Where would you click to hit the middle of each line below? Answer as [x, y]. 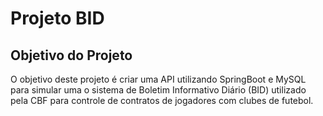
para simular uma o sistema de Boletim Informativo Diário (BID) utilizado [158, 90]
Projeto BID [57, 18]
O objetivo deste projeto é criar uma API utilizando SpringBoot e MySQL [158, 79]
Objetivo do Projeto [71, 55]
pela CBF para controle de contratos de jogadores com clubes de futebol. [162, 100]
